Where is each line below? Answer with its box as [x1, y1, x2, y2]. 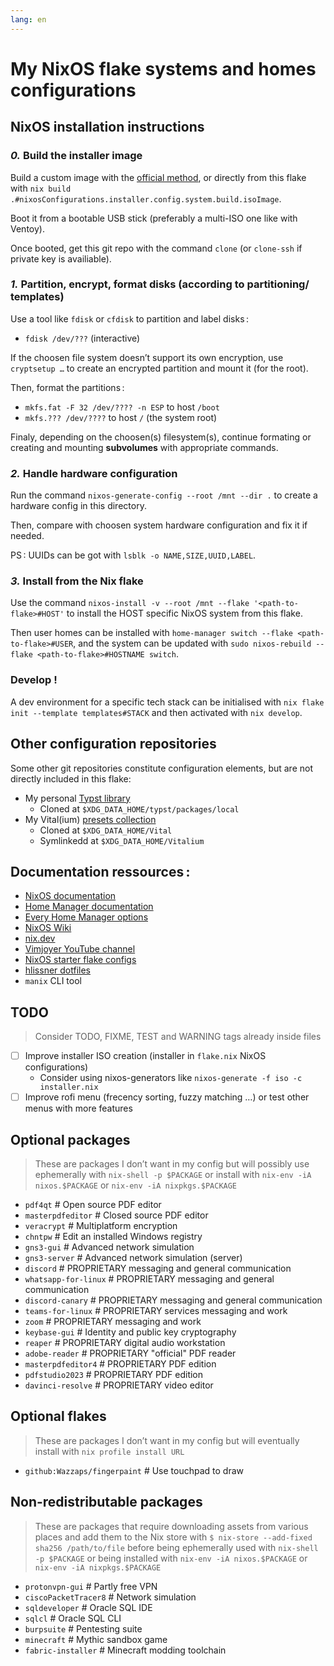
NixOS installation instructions [10, 119, 205, 136]
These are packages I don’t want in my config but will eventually [34, 1434, 300, 1446]
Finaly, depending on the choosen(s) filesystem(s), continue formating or [10, 431, 312, 443]
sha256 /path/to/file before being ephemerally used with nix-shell [34, 1541, 319, 1553]
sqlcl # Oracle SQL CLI [24, 1612, 122, 1624]
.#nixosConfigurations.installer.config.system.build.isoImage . [10, 192, 282, 205]
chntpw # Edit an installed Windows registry [24, 1231, 203, 1243]
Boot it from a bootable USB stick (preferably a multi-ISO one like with [10, 212, 298, 224]
